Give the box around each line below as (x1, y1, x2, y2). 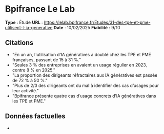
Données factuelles (5, 112, 66, 120)
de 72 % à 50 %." (12, 77, 48, 83)
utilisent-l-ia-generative (5, 24, 53, 30)
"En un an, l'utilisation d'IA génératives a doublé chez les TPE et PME (12, 51, 151, 57)
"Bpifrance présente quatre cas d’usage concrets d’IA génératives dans (12, 93, 156, 99)
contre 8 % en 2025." (12, 67, 56, 73)
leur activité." (12, 87, 39, 93)
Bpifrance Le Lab (5, 3, 75, 15)
